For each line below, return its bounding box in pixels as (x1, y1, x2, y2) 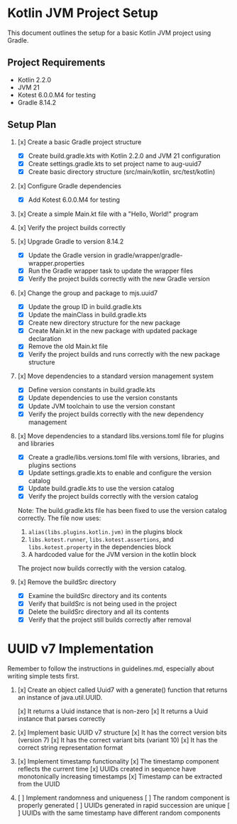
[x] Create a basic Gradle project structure (17, 137, 142, 146)
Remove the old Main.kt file (28, 342, 109, 351)
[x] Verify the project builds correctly (17, 223, 126, 232)
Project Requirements (7, 57, 106, 69)
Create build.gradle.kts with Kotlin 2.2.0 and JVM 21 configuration (28, 151, 221, 160)
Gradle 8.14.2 (17, 98, 57, 107)
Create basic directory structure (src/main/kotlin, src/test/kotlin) (28, 167, 216, 175)
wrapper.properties (28, 259, 85, 267)
